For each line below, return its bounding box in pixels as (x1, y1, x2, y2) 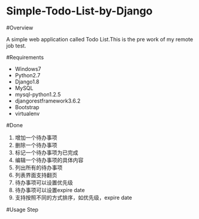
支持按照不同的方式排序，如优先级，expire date (14, 194, 132, 201)
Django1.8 (14, 78, 40, 85)
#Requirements (6, 53, 44, 61)
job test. (6, 42, 26, 49)
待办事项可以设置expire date (14, 186, 85, 193)
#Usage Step (6, 206, 39, 213)
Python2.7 (14, 71, 41, 79)
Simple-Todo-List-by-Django (6, 4, 153, 18)
